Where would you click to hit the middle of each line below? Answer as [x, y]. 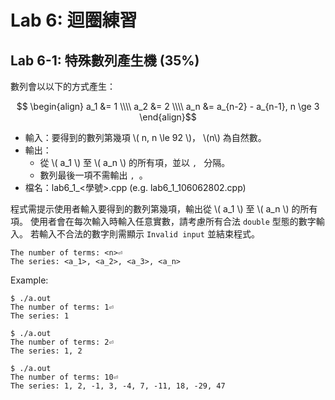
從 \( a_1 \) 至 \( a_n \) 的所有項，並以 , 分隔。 [135, 162]
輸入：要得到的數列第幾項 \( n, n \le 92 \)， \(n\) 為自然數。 [145, 137]
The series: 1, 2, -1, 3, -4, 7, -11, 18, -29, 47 [118, 386]
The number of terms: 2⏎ [62, 342]
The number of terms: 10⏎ [64, 377]
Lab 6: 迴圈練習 [74, 20]
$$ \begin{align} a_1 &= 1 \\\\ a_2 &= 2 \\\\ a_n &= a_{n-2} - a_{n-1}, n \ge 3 [168, 106]
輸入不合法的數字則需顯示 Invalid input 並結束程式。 [149, 234]
